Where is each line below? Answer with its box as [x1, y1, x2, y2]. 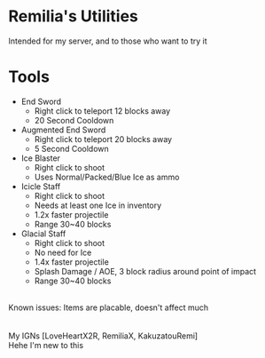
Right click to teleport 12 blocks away [34, 105, 171, 116]
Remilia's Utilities [8, 6, 139, 27]
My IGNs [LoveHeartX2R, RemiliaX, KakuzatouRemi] [8, 330, 199, 341]
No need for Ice [34, 247, 92, 258]
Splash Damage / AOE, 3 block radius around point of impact [34, 266, 257, 276]
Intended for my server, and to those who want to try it [8, 36, 207, 46]
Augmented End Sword [20, 124, 106, 135]
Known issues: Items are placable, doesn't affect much [8, 302, 209, 313]
